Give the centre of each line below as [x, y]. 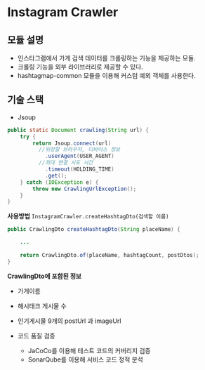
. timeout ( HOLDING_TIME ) [79, 169]
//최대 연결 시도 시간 [66, 163]
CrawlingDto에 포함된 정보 [45, 276]
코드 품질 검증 [36, 336]
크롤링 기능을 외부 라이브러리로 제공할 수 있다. [80, 67]
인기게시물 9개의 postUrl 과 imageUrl [69, 321]
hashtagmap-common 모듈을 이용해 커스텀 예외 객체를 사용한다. [106, 75]
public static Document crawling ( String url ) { [78, 130]
